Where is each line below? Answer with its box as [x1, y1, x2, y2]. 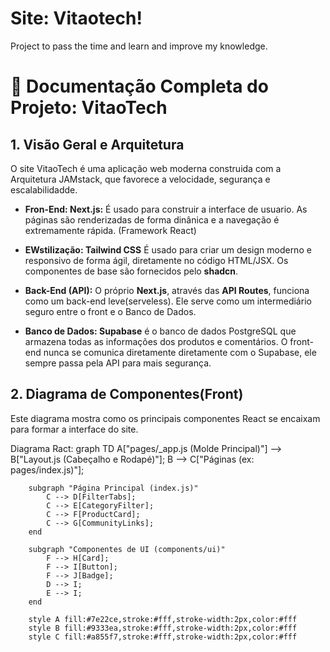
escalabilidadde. [10, 183, 78, 196]
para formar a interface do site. [10, 423, 139, 435]
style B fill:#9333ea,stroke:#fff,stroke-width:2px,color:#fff [28, 623, 298, 633]
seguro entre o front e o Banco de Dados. [24, 305, 197, 317]
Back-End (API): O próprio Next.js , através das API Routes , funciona [24, 284, 310, 296]
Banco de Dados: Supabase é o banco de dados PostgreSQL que [24, 325, 297, 337]
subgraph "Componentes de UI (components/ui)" [28, 544, 226, 554]
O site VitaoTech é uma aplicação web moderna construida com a [10, 162, 282, 174]
